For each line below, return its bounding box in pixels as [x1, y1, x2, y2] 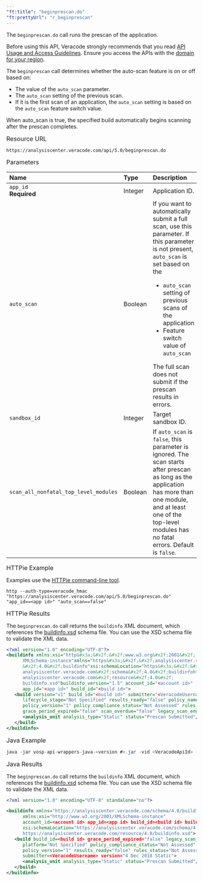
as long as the [152, 472, 193, 481]
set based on [152, 260, 190, 268]
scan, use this [152, 222, 192, 230]
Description [152, 173, 187, 182]
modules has [152, 525, 189, 534]
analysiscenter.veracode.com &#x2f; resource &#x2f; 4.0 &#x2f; [22, 674, 174, 681]
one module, [152, 495, 188, 504]
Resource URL [6, 134, 47, 143]
